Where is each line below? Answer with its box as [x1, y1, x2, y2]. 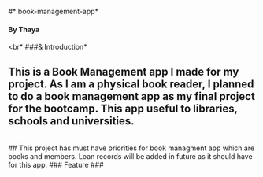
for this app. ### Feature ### [8, 160, 104, 170]
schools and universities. [8, 114, 135, 127]
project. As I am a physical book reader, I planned [8, 77, 254, 90]
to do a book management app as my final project [8, 90, 256, 103]
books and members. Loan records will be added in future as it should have [8, 152, 254, 161]
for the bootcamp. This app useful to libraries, [8, 101, 238, 115]
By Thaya [8, 24, 40, 34]
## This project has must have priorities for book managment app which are [8, 143, 255, 153]
